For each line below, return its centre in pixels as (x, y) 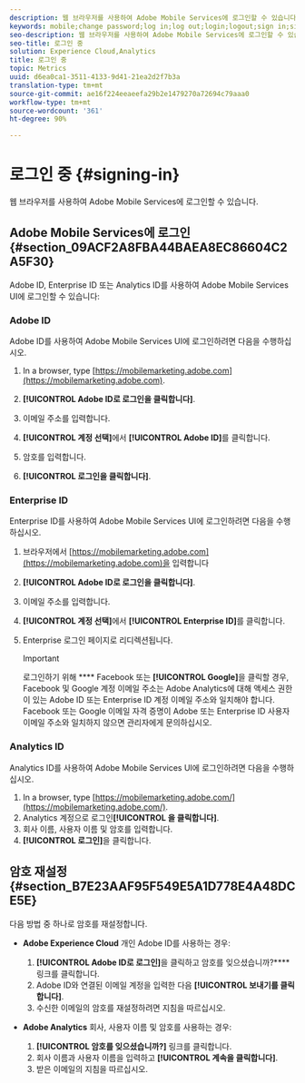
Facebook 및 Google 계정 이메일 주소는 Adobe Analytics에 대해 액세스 (149, 689)
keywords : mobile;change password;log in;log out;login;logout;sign (142, 26)
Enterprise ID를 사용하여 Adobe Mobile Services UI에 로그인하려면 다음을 (142, 521)
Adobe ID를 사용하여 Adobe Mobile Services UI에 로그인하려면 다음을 (135, 341)
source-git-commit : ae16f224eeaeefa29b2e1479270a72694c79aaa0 (129, 94)
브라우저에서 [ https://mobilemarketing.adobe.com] (116, 552)
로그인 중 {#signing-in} (94, 175)
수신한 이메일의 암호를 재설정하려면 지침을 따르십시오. (131, 1008)
